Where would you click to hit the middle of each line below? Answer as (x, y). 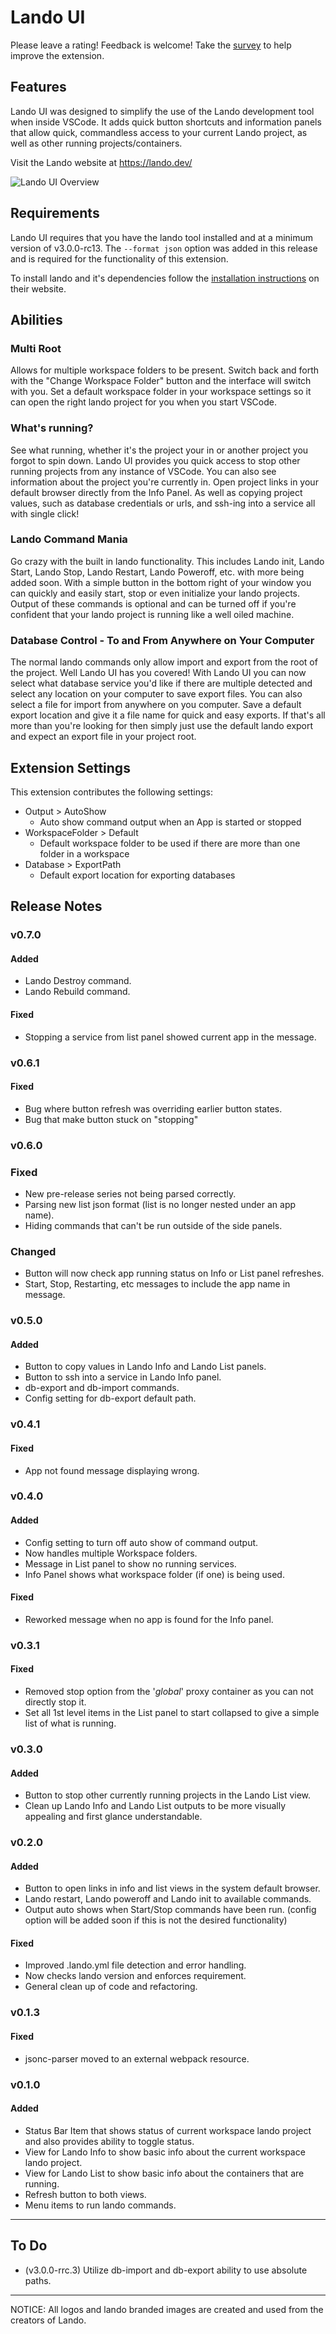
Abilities (36, 319)
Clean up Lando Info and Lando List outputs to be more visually (155, 1806)
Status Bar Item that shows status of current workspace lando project (168, 2130)
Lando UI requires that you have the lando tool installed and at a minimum (162, 237)
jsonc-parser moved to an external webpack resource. (137, 2058)
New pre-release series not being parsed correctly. (130, 1194)
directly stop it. (55, 1702)
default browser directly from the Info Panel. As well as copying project (156, 492)
